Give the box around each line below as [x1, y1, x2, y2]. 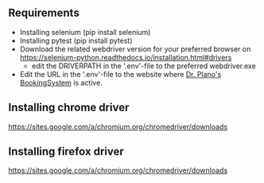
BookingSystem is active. [19, 78, 103, 87]
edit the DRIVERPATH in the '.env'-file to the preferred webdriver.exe [31, 61, 256, 71]
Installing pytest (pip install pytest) [19, 36, 133, 45]
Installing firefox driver [8, 145, 125, 158]
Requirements [8, 6, 80, 20]
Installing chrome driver [8, 101, 130, 114]
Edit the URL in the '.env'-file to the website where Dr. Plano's [19, 69, 222, 78]
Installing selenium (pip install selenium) [19, 27, 151, 36]
